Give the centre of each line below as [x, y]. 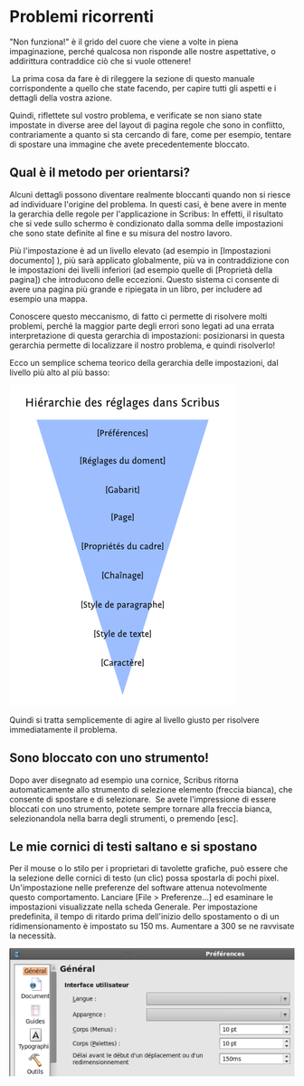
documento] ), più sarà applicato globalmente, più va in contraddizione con [149, 260]
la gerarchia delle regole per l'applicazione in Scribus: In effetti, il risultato [146, 214]
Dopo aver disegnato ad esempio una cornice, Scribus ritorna [124, 780]
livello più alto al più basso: [60, 372]
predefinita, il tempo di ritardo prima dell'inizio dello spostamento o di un [144, 917]
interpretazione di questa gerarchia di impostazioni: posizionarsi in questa [147, 335]
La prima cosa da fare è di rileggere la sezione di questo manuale [133, 78]
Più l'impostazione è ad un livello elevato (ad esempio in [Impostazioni [140, 250]
